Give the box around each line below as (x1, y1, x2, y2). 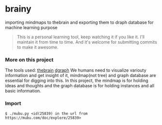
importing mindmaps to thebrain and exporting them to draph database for (5, 19, 154, 25)
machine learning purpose (5, 24, 58, 30)
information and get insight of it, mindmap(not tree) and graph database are (5, 73, 156, 78)
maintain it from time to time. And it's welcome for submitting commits (16, 39, 158, 45)
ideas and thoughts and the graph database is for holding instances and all (5, 83, 154, 89)
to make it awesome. (16, 44, 59, 50)
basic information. (5, 88, 41, 94)
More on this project (5, 56, 54, 63)
